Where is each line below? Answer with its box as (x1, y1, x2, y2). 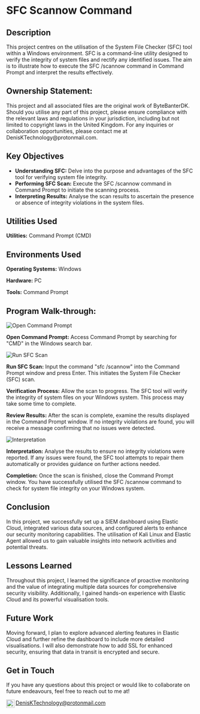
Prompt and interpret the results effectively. (6, 69, 114, 75)
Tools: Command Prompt (6, 289, 69, 296)
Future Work (6, 613, 54, 624)
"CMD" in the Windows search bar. (6, 340, 93, 347)
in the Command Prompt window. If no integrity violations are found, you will (6, 418, 195, 425)
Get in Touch (6, 665, 55, 676)
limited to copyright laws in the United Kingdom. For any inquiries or (6, 121, 174, 128)
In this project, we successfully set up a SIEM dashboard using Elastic (6, 518, 178, 525)
